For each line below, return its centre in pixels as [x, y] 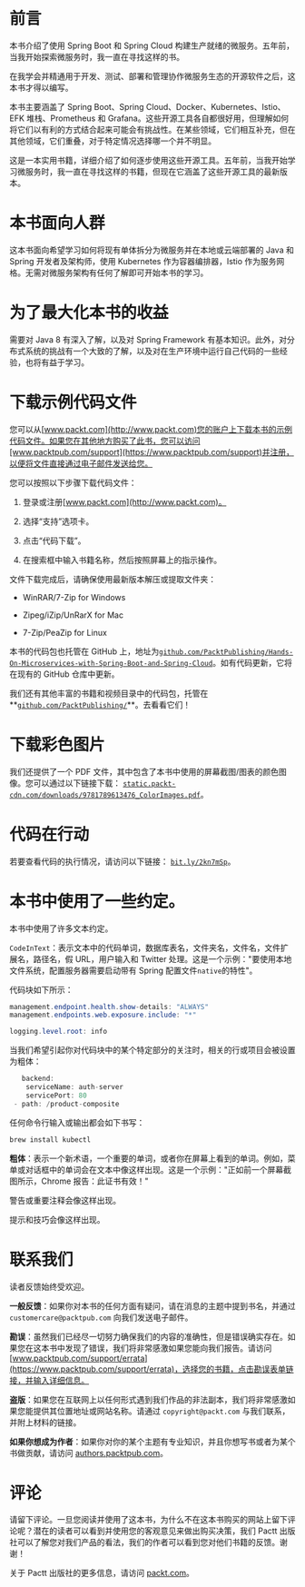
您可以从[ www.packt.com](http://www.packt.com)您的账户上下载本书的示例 [151, 429]
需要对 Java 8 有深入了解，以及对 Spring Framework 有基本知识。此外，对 [148, 339]
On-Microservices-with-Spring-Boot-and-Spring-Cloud [111, 663]
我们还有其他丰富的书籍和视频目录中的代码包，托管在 [109, 693]
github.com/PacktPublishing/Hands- [226, 652]
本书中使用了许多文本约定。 [61, 928]
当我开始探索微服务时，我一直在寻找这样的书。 [97, 56]
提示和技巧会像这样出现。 [57, 1219]
